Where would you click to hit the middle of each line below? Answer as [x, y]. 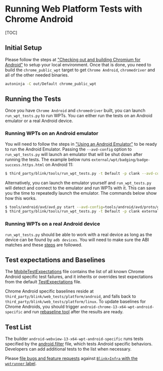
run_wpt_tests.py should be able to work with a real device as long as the [79, 234]
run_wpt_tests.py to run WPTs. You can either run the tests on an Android [79, 116]
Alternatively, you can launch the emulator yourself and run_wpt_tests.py [78, 183]
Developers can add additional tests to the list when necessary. [68, 349]
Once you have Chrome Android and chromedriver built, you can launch [75, 110]
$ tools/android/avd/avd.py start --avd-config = [55, 207]
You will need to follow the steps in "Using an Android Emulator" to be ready [81, 144]
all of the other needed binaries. [37, 75]
